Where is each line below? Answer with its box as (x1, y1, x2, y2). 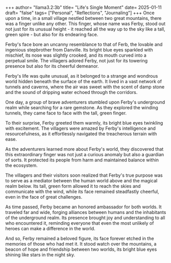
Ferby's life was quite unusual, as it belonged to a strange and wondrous (5, 73, 158, 79)
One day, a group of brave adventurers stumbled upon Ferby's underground (5, 99, 165, 105)
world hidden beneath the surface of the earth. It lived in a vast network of (5, 79, 162, 84)
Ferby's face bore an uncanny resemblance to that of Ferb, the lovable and (5, 41, 163, 47)
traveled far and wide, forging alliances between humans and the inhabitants (5, 209, 166, 215)
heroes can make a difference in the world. (5, 226, 95, 231)
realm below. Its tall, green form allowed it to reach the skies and (5, 183, 141, 189)
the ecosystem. (5, 162, 38, 168)
